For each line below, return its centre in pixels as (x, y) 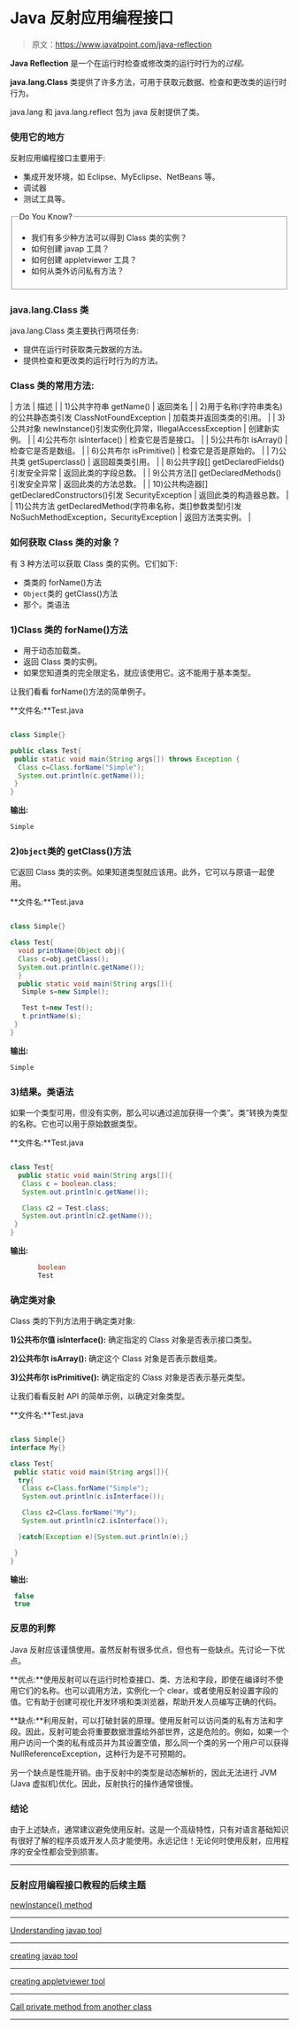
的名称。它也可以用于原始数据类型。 (76, 1124)
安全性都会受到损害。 (64, 1851)
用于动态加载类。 (54, 651)
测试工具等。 (46, 199)
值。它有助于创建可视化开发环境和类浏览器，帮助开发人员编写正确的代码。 (145, 1701)
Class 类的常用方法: (52, 386)
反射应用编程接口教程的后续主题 (78, 1885)
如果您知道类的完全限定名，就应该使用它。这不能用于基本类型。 (139, 673)
